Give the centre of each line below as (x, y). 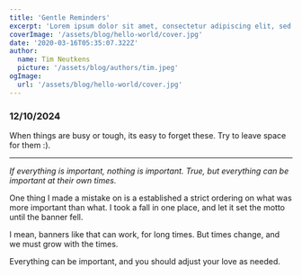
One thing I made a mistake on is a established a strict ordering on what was (151, 198)
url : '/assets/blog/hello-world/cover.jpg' (100, 85)
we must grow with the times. (64, 244)
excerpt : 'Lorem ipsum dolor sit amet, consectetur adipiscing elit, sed (151, 26)
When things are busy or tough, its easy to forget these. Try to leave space (148, 135)
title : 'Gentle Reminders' (60, 18)
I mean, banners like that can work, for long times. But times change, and (145, 234)
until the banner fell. (46, 217)
